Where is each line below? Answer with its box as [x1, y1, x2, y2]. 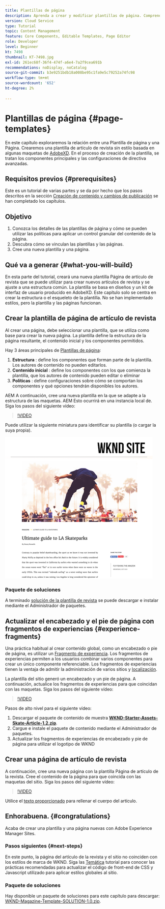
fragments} [5, 632, 41, 641]
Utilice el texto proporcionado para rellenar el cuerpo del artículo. [5, 798, 137, 804]
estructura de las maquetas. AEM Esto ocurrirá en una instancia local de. [5, 398, 152, 404]
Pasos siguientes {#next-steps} [5, 843, 83, 849]
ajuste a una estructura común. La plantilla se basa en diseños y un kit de [5, 284, 154, 290]
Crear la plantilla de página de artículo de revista [5, 314, 156, 322]
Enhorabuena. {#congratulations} [5, 812, 110, 820]
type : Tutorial [5, 24, 36, 29]
